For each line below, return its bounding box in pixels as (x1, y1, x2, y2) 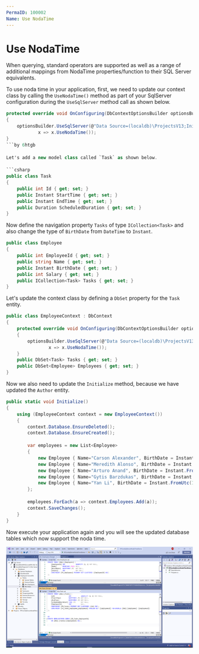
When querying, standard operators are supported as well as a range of (6, 62, 181, 69)
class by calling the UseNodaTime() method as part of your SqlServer (6, 92, 172, 99)
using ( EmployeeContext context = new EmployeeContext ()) (17, 411, 163, 417)
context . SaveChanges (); (27, 505, 86, 511)
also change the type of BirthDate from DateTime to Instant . (6, 228, 153, 235)
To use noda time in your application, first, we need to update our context (6, 86, 185, 93)
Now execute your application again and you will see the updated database (6, 528, 190, 535)
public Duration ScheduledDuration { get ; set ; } (17, 205, 142, 211)
